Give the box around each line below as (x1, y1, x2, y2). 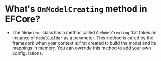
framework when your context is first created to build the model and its (12, 40, 156, 46)
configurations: (12, 50, 43, 56)
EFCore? (5, 14, 41, 25)
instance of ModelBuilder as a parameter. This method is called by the (12, 35, 154, 41)
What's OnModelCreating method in (5, 3, 147, 15)
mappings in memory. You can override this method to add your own (12, 45, 151, 51)
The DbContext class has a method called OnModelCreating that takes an (12, 30, 157, 35)
